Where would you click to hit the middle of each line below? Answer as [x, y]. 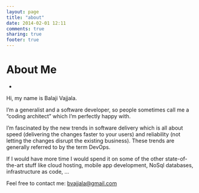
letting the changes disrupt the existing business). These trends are [90, 141]
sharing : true [24, 34]
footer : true [23, 40]
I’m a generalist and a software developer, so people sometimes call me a [98, 110]
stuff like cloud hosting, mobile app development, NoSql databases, [109, 165]
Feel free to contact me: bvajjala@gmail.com [62, 183]
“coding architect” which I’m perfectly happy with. [69, 116]
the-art [15, 165]
